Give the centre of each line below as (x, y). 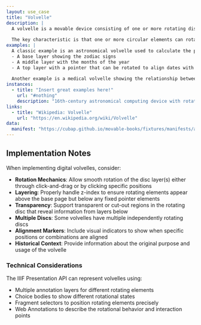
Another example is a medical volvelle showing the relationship (95, 79)
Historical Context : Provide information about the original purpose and (102, 243)
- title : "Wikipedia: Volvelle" (52, 112)
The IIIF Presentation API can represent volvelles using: (74, 278)
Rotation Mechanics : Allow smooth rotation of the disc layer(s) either (100, 179)
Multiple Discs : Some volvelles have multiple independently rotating (99, 217)
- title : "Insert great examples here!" (63, 90)
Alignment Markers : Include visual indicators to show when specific (99, 230)
